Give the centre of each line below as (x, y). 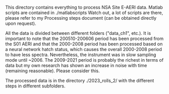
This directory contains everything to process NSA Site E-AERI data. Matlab (84, 7)
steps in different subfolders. (36, 86)
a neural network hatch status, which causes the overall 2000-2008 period (84, 49)
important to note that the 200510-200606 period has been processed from (84, 38)
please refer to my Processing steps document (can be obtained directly (81, 18)
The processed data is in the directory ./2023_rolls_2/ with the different (80, 81)
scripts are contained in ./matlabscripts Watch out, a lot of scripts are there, (84, 13)
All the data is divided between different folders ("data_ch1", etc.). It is (78, 33)
